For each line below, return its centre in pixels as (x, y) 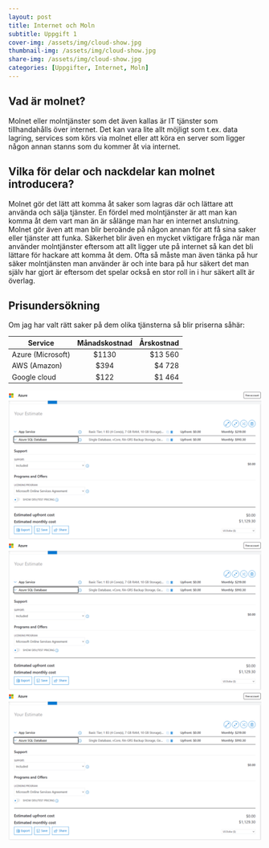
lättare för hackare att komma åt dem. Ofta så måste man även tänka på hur (133, 255)
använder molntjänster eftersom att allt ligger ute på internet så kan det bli (131, 246)
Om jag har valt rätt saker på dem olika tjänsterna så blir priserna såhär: (126, 325)
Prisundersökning (54, 305)
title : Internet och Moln (51, 25)
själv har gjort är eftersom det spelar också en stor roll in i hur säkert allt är (132, 272)
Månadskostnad (105, 342)
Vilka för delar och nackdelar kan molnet (112, 172)
